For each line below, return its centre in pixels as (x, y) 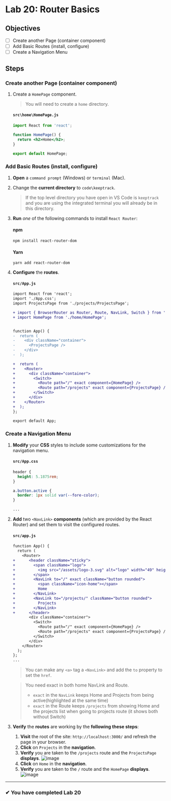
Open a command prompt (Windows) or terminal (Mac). (69, 178)
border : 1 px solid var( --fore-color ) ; (59, 496)
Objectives (23, 28)
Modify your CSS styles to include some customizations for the (79, 445)
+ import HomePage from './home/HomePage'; (60, 317)
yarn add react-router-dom (41, 263)
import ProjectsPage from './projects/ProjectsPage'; (71, 303)
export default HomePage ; (40, 154)
